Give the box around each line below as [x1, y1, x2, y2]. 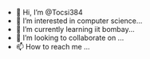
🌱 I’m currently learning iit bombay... [15, 25, 136, 33]
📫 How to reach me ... [15, 42, 90, 51]
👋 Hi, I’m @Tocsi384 [15, 8, 83, 17]
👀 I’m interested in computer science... [15, 16, 143, 26]
